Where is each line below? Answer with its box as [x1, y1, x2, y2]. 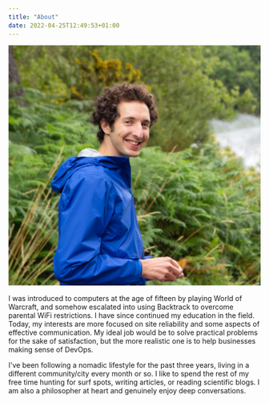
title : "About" [8, 13, 59, 21]
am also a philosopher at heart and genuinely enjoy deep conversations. [8, 386, 247, 396]
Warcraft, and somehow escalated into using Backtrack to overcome [8, 302, 234, 312]
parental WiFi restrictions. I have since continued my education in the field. [8, 311, 255, 320]
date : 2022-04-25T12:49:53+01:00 [8, 21, 120, 30]
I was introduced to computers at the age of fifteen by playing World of [8, 294, 243, 303]
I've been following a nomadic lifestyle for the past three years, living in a [8, 360, 250, 370]
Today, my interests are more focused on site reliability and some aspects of [8, 320, 260, 329]
